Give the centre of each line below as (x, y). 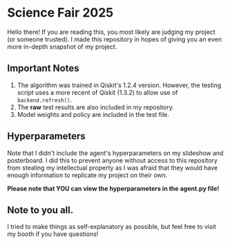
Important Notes (43, 68)
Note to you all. (40, 210)
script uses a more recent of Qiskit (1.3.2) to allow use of (97, 92)
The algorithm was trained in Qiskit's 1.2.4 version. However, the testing (119, 85)
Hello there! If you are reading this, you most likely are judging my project (111, 32)
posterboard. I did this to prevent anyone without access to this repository (112, 160)
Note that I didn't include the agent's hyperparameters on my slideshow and (115, 153)
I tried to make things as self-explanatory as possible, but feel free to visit (112, 227)
